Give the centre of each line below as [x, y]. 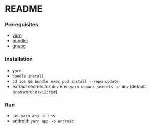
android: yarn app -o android [43, 121]
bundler [20, 41]
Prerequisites [21, 25]
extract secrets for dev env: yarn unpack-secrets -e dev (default [79, 86]
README [24, 9]
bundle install [28, 76]
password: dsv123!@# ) [35, 92]
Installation [19, 59]
